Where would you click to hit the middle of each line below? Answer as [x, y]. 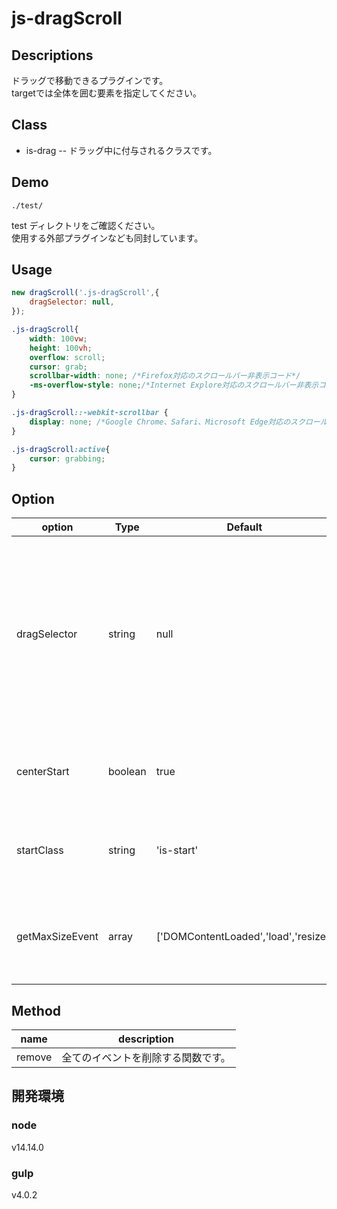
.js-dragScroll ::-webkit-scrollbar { [90, 413]
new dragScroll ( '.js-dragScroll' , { [85, 293]
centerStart [43, 772]
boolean [127, 772]
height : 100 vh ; [61, 348]
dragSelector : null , [72, 302]
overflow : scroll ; [67, 357]
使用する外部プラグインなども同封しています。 [107, 238]
